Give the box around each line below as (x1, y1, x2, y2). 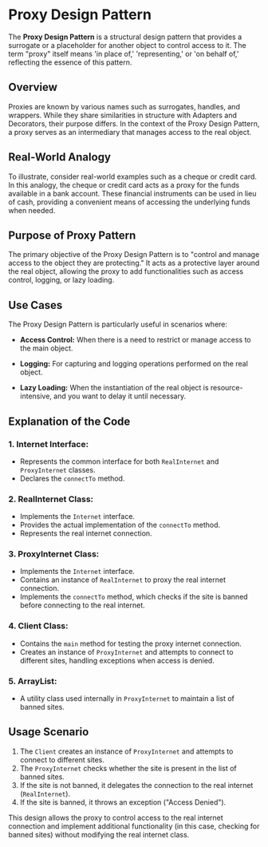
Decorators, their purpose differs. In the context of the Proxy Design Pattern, (8, 118, 260, 129)
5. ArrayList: (8, 675, 57, 687)
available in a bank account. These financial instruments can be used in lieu (8, 188, 257, 198)
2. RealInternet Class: (8, 493, 94, 505)
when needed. (8, 205, 56, 215)
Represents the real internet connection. (19, 528, 153, 538)
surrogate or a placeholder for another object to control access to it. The (8, 40, 246, 49)
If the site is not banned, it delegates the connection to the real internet (19, 780, 254, 790)
